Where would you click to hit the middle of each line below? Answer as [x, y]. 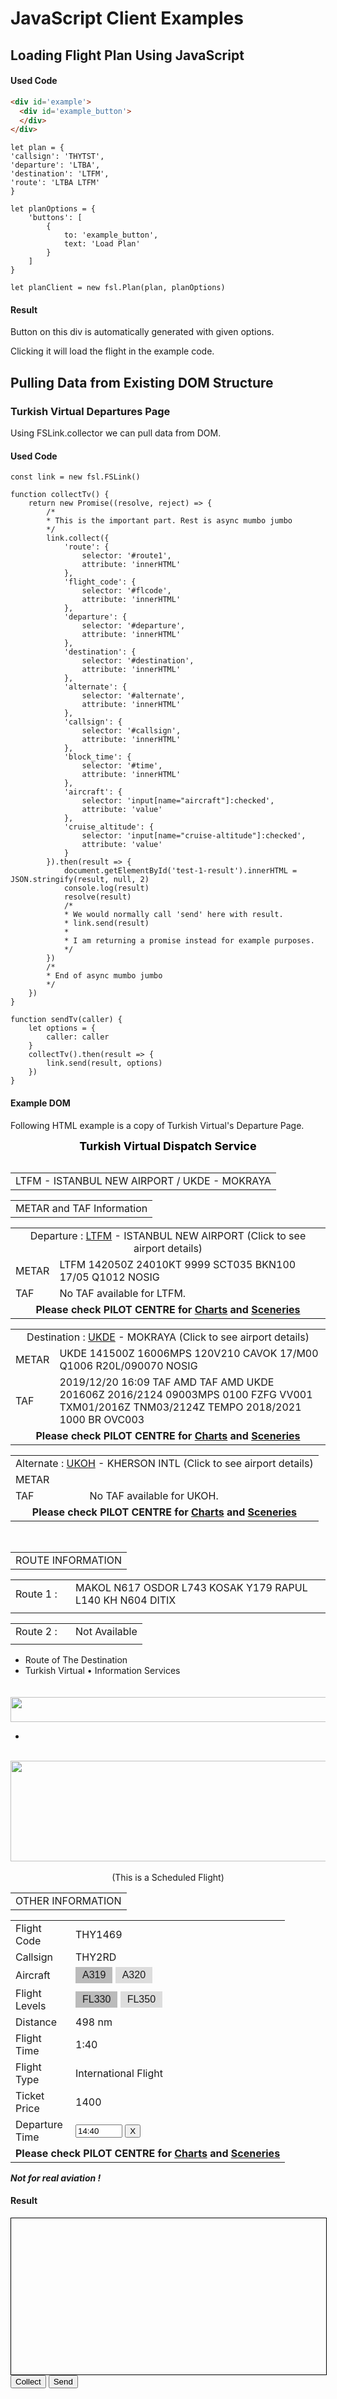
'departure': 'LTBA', [55, 165]
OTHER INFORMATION [68, 1900]
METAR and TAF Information [81, 1208]
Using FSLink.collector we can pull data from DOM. [116, 433]
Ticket [30, 2095]
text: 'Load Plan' [102, 244]
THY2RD [96, 1957]
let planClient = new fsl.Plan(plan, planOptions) [118, 288]
